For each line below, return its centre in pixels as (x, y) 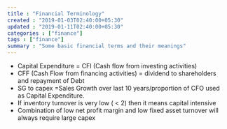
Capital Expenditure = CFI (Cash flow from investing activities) (107, 66)
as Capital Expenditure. (51, 96)
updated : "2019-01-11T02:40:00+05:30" (66, 26)
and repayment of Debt (51, 81)
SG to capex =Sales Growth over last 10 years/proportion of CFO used (119, 88)
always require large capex (56, 118)
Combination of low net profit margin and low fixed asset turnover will (118, 110)
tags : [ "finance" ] (36, 40)
